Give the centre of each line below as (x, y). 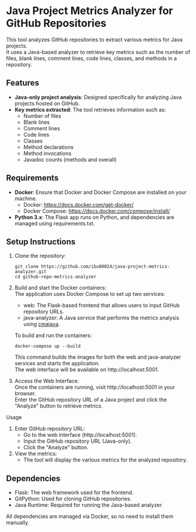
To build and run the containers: (53, 335)
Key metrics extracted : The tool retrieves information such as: (90, 109)
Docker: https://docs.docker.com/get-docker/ (78, 204)
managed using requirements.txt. (55, 223)
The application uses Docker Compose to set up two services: (90, 294)
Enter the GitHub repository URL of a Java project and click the (91, 400)
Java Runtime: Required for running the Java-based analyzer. (89, 505)
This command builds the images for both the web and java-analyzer (98, 357)
